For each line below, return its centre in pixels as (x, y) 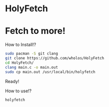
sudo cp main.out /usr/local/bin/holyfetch (50, 72)
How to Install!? (21, 45)
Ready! (12, 81)
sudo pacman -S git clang (31, 54)
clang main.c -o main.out (31, 67)
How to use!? (18, 91)
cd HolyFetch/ (20, 63)
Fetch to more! (35, 31)
